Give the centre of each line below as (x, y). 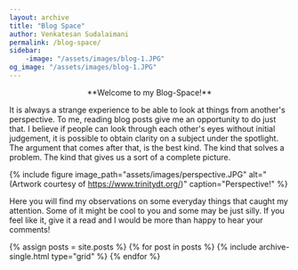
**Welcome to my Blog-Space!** (149, 92)
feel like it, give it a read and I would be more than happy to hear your (136, 220)
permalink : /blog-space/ (55, 42)
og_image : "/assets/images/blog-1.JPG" (83, 68)
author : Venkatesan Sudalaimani (69, 34)
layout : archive (39, 17)
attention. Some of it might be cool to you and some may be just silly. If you (147, 210)
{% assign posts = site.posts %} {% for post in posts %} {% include (133, 247)
